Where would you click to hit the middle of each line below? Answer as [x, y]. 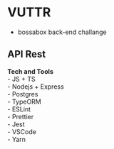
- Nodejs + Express [36, 87]
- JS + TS [21, 79]
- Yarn [17, 139]
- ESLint [19, 109]
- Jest [16, 124]
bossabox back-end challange [62, 32]
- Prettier [21, 116]
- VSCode [22, 131]
